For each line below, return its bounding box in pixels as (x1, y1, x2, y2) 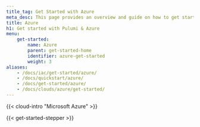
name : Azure (27, 42, 58, 48)
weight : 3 (27, 58, 52, 64)
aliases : (6, 64, 28, 70)
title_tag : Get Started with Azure (6, 8, 95, 15)
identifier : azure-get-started (27, 53, 105, 59)
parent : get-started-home (27, 48, 92, 54)
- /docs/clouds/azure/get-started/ (17, 86, 105, 92)
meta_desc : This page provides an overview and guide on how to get (6, 14, 180, 20)
